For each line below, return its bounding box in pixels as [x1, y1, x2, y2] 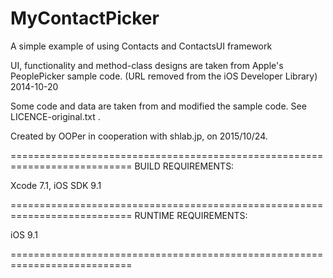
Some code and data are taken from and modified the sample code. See [10, 100, 307, 112]
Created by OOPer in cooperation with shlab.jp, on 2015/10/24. [10, 130, 268, 142]
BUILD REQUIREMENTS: [134, 160, 235, 172]
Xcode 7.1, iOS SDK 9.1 [10, 179, 102, 191]
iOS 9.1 [10, 228, 38, 241]
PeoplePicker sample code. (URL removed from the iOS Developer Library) [10, 70, 318, 82]
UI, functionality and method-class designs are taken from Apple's [10, 59, 284, 71]
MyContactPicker [10, 7, 160, 30]
